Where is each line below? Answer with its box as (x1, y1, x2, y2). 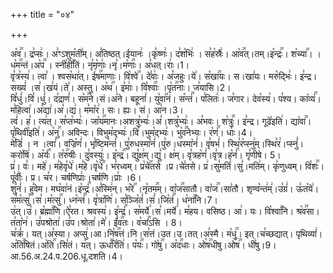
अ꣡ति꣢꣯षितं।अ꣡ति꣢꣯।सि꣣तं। (10, 239, 79, 251)
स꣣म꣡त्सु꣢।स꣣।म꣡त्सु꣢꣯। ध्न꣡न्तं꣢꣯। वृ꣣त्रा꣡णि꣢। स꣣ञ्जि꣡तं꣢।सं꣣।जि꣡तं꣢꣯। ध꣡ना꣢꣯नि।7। (10, 194, 218, 206)
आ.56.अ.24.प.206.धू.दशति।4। (10, 250, 123, 262)
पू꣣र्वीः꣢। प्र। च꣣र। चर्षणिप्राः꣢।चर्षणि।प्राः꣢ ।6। (10, 172, 142, 183)
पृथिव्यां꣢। (295, 228, 323, 239)
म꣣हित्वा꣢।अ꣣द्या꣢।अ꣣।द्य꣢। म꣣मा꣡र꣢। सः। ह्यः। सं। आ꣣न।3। (10, 104, 185, 116)
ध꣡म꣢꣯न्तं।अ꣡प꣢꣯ (10, 59, 45, 71)
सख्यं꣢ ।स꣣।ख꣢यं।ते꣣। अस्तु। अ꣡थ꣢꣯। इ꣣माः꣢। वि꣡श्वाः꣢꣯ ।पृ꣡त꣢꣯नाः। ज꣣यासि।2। (10, 82, 232, 93)
